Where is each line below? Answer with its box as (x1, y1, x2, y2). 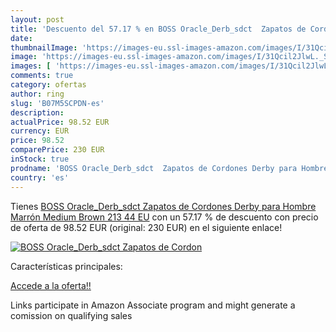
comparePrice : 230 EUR (10, 145, 105, 155)
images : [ (10, 61, 52, 71)
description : (10, 107, 65, 118)
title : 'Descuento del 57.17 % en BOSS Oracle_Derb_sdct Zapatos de (10, 24, 307, 34)
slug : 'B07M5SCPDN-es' (10, 98, 105, 108)
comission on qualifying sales (10, 309, 133, 321)
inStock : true (10, 154, 70, 164)
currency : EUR (10, 126, 70, 136)
